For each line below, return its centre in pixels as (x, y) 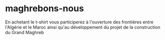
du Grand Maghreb (25, 32)
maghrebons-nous (45, 9)
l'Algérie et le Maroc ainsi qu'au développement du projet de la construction (83, 27)
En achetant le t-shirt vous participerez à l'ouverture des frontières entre (79, 22)
